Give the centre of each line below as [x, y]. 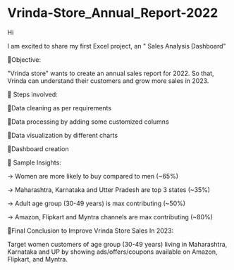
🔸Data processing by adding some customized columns [88, 122]
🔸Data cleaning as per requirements [59, 108]
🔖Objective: [24, 59]
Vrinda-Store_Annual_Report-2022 [113, 13]
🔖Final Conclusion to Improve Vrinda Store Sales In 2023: [91, 231]
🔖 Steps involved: [32, 94]
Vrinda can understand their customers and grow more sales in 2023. [108, 81]
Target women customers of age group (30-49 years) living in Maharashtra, [117, 244]
